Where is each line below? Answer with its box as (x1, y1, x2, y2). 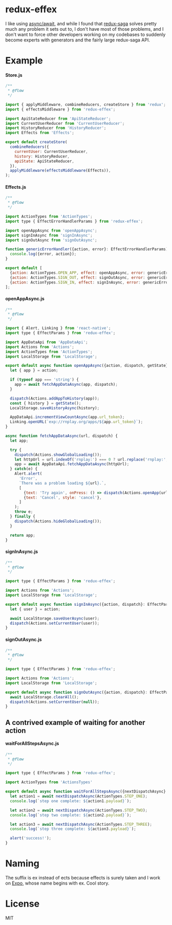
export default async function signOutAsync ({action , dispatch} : (5, 690, 147, 695)
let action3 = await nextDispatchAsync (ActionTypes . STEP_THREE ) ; (10, 822, 153, 827)
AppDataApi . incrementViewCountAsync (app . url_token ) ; (10, 414, 125, 420)
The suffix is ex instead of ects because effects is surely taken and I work (5, 875, 160, 881)
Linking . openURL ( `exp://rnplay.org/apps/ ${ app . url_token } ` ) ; (10, 420, 143, 425)
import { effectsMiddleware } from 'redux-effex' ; (5, 106, 116, 112)
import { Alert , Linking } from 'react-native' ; (5, 326, 111, 331)
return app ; (10, 533, 36, 538)
